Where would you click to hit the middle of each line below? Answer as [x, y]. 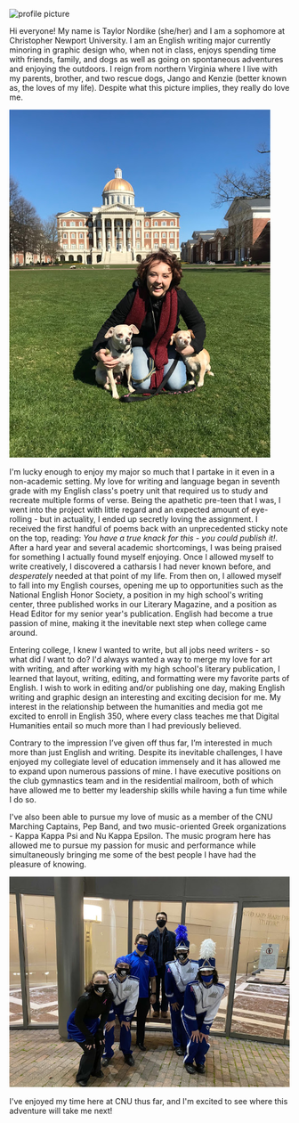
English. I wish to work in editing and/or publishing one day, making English [147, 688]
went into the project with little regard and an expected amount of [129, 509]
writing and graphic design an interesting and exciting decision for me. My [145, 697]
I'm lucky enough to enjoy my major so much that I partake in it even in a [142, 472]
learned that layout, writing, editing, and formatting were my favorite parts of [149, 678]
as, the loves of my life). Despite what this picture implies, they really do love [149, 88]
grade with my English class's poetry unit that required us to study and [139, 491]
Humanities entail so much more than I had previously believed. [125, 725]
